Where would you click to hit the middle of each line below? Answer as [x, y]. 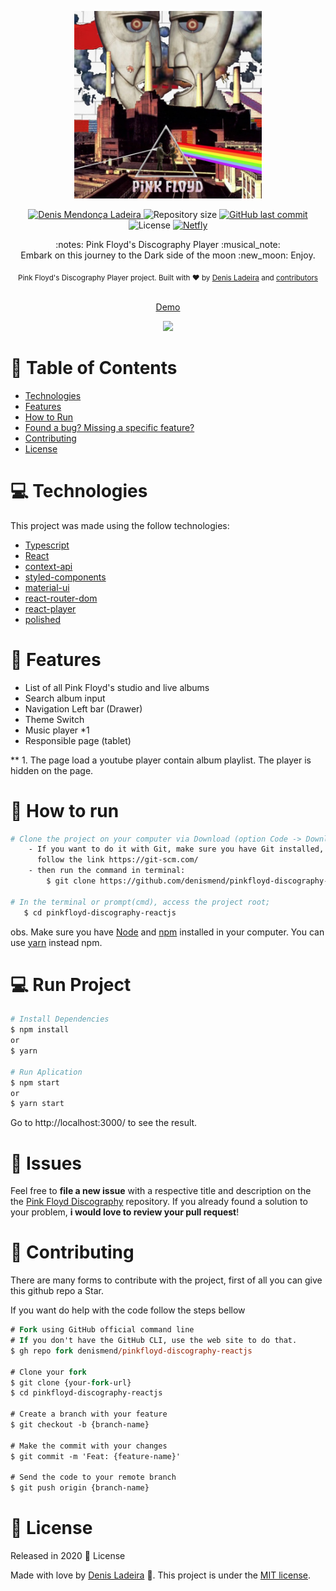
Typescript [47, 545]
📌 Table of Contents [94, 367]
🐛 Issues [46, 1163]
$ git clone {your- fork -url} [71, 1382]
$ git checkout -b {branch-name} [80, 1425]
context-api [48, 566]
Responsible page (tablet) [78, 740]
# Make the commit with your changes [89, 1446]
